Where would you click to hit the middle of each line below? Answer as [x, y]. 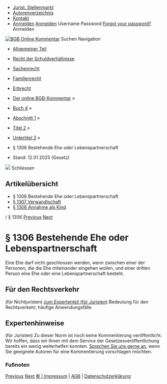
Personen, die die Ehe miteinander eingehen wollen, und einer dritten [78, 268]
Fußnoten [17, 365]
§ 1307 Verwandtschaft [37, 201]
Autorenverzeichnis [33, 13]
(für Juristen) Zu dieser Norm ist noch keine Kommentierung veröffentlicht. [84, 336]
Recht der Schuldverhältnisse [44, 59]
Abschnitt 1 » [26, 118]
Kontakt [21, 18]
